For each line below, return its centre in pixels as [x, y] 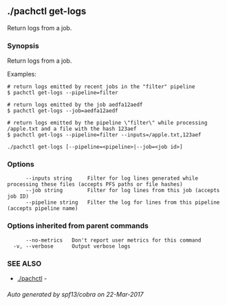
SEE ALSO [24, 263]
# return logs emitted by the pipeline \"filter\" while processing [107, 123]
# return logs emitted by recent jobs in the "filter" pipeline [101, 87]
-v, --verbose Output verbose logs [72, 246]
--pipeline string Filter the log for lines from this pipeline [122, 202]
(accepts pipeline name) [43, 209]
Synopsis [23, 45]
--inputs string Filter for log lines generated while [111, 178]
